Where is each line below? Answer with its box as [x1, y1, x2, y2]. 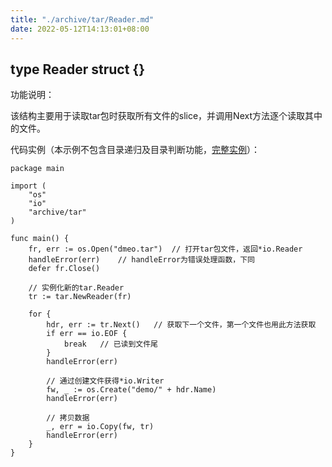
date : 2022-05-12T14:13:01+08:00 [10, 24, 150, 34]
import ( [10, 181, 47, 191]
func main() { [10, 234, 70, 244]
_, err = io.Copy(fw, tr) [46, 422, 155, 432]
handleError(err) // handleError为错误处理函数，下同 [28, 255, 255, 265]
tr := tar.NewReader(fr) [28, 292, 132, 302]
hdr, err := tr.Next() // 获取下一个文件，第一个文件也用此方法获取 [46, 320, 317, 330]
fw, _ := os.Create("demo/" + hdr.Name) [46, 385, 217, 395]
